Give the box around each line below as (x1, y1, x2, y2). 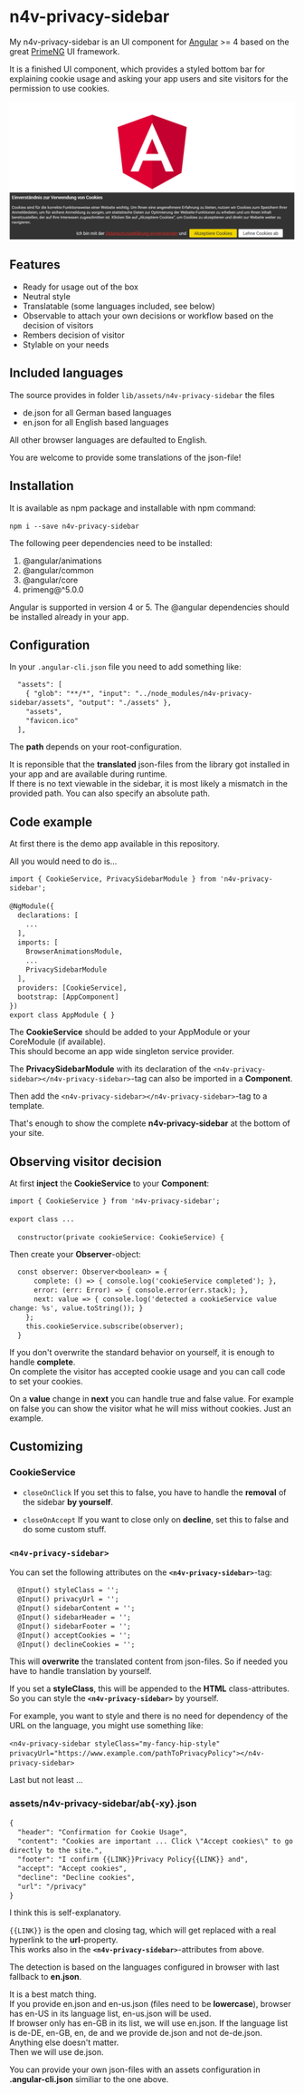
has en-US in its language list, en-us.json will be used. (9, 2008, 212, 2020)
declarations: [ (17, 911, 79, 920)
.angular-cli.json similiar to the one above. (9, 2074, 169, 2085)
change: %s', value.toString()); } (9, 1304, 144, 1313)
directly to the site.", (9, 1846, 103, 1855)
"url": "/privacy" (17, 1883, 88, 1892)
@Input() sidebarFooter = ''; (17, 1621, 131, 1630)
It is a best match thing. (9, 1989, 97, 2000)
